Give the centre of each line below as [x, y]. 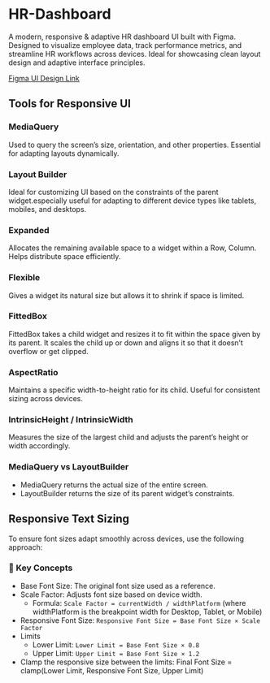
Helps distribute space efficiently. [65, 257]
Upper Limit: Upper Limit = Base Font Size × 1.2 [116, 653]
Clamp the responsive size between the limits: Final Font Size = [126, 662]
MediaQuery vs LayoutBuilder [69, 467]
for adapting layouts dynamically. [64, 153]
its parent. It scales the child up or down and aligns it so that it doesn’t [126, 343]
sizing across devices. [46, 399]
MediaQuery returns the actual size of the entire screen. [114, 485]
